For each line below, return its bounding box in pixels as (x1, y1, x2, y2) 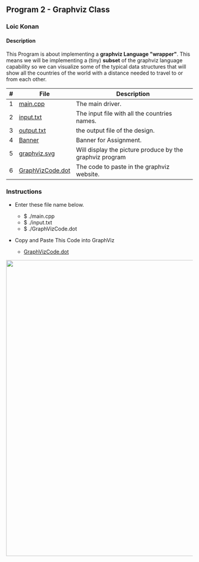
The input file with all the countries (76, 109, 172, 117)
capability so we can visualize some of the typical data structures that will (6, 63, 187, 70)
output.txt (18, 126, 46, 134)
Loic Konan (6, 23, 40, 31)
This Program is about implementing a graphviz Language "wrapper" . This (6, 50, 191, 57)
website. (76, 170, 99, 178)
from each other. (6, 75, 47, 82)
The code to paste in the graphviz (76, 162, 170, 171)
